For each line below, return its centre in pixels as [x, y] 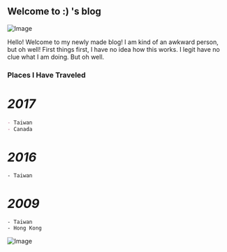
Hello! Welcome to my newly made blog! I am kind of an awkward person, [113, 42]
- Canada [20, 129]
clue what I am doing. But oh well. [56, 57]
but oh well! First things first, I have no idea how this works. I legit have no [113, 49]
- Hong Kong [24, 228]
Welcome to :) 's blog [54, 12]
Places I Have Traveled [46, 75]
